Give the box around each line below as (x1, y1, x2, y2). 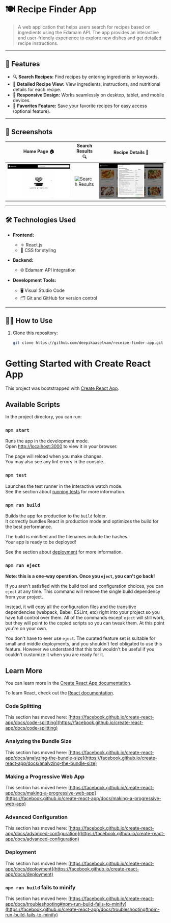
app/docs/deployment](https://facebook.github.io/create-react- (5, 865, 139, 872)
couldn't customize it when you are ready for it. (5, 652, 104, 658)
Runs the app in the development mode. (5, 438, 89, 444)
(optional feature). (12, 108, 51, 114)
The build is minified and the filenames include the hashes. (5, 534, 129, 539)
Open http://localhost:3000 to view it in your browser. (5, 443, 118, 450)
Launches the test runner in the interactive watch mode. (5, 483, 123, 489)
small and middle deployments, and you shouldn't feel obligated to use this (5, 641, 162, 647)
